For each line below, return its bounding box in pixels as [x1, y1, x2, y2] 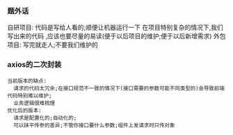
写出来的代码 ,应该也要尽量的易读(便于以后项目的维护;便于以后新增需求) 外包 [7, 32, 226, 40]
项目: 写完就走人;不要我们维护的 [7, 40, 99, 49]
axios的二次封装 [7, 60, 62, 70]
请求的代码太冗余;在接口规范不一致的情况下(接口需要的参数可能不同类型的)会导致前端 [13, 85, 225, 92]
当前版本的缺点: [7, 77, 47, 84]
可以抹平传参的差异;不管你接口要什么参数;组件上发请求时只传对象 [13, 122, 175, 129]
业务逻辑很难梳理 [13, 100, 56, 106]
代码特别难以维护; [7, 92, 52, 99]
